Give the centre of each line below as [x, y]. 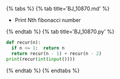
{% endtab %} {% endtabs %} [43, 70]
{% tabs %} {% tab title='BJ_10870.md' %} [58, 9]
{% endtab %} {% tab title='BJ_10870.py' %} [60, 31]
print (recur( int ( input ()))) [41, 59]
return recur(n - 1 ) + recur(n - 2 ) [56, 53]
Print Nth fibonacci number [48, 20]
